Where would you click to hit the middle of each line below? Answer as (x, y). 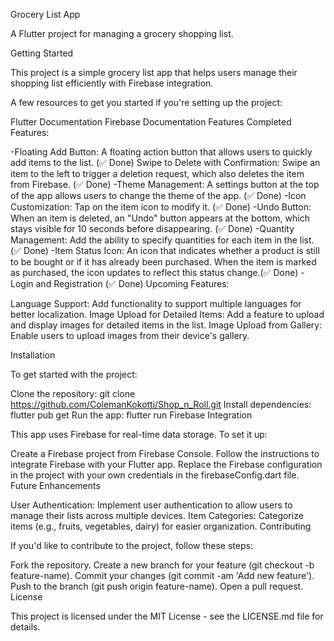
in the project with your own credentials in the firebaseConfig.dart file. (155, 475)
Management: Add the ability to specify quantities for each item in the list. (162, 240)
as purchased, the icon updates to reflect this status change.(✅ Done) (154, 272)
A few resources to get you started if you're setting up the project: (146, 102)
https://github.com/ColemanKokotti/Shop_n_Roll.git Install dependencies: (161, 404)
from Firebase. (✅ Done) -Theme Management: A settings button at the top (165, 184)
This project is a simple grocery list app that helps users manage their (154, 72)
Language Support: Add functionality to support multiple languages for (156, 303)
